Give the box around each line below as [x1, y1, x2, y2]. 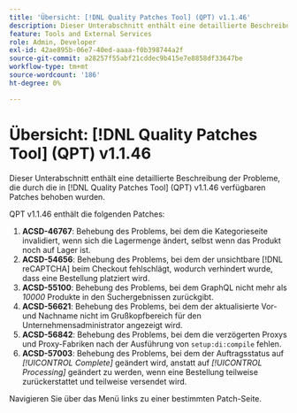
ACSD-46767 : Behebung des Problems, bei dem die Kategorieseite [21, 226, 268, 236]
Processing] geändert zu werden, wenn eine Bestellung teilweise [21, 366, 259, 377]
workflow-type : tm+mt [9, 63, 89, 72]
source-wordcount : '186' [9, 71, 101, 80]
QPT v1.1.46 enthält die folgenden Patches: [9, 209, 165, 219]
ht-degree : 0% [9, 79, 62, 88]
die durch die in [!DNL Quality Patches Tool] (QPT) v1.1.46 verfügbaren [9, 182, 266, 193]
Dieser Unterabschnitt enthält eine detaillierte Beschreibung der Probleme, [9, 172, 281, 183]
